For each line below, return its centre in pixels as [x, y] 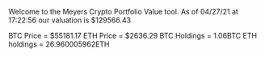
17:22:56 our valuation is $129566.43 [70, 20]
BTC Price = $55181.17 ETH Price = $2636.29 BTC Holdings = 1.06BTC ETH [132, 36]
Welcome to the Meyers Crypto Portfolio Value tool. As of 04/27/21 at [123, 12]
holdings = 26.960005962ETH [59, 44]
